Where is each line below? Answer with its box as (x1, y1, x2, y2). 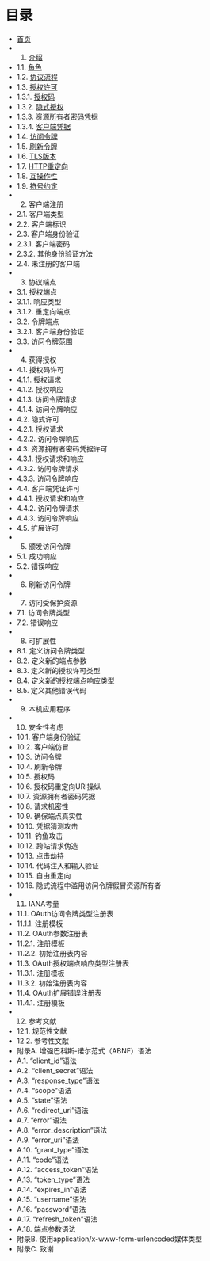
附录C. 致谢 (16, 1244, 54, 1253)
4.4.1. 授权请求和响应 (16, 493, 85, 503)
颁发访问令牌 (28, 541, 71, 550)
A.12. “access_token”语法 (16, 1164, 99, 1174)
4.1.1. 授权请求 (16, 375, 62, 384)
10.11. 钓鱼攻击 (16, 831, 63, 840)
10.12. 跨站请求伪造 (16, 840, 78, 851)
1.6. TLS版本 (16, 151, 57, 161)
